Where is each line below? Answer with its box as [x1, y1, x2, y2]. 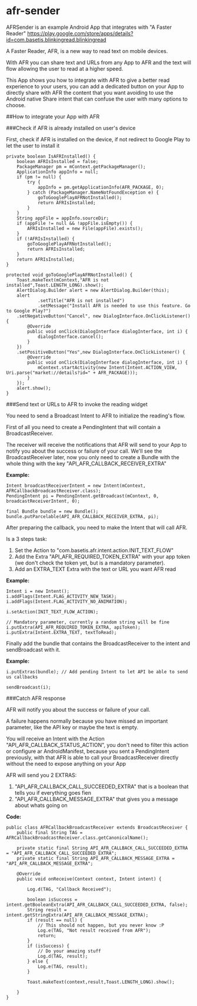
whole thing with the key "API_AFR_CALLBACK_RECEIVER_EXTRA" [6, 460, 166, 467]
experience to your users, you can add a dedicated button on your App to [6, 82, 184, 89]
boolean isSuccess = [27, 897, 78, 902]
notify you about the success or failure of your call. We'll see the [6, 447, 162, 454]
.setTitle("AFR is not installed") [37, 297, 125, 304]
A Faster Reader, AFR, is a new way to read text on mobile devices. [6, 47, 168, 54]
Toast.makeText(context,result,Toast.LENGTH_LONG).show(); [27, 979, 175, 985]
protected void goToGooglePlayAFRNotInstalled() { [6, 272, 133, 278]
